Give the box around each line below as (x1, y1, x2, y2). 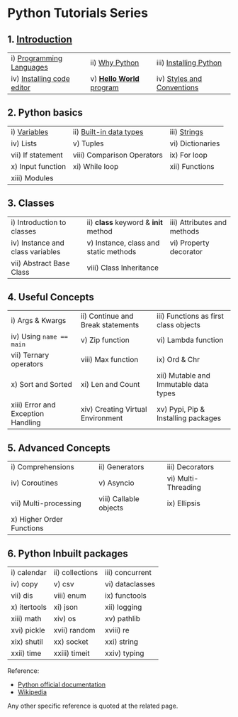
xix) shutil (11, 637, 44, 647)
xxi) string (105, 637, 139, 647)
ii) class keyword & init (86, 217, 163, 227)
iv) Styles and (156, 74, 203, 83)
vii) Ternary (11, 350, 50, 360)
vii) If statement (11, 150, 63, 160)
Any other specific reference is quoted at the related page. (7, 701, 178, 711)
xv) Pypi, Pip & (157, 405, 205, 415)
